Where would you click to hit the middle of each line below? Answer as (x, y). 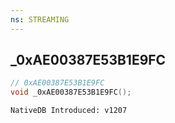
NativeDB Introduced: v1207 (69, 111)
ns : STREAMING (40, 19)
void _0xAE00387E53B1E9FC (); (71, 92)
